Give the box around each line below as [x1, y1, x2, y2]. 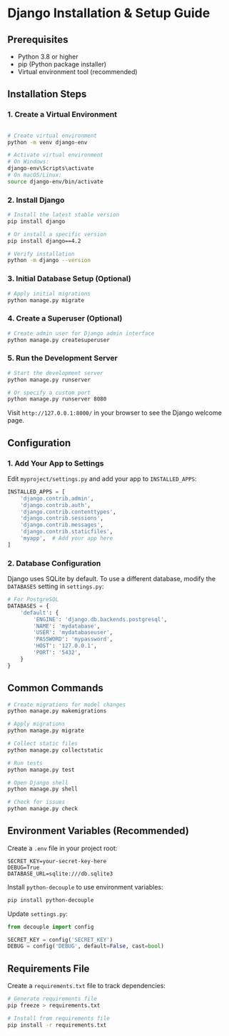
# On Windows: [7, 159, 50, 166]
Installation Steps [7, 88, 87, 101]
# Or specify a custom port [7, 389, 91, 396]
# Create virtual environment [7, 132, 98, 139]
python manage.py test [7, 766, 75, 773]
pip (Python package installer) [17, 60, 107, 69]
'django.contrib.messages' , [20, 521, 103, 529]
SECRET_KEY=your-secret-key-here [7, 858, 107, 865]
